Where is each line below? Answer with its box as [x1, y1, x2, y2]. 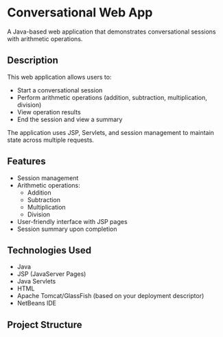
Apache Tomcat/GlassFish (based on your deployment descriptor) [16, 292, 204, 300]
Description [7, 55, 58, 66]
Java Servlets [16, 277, 56, 286]
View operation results [16, 108, 81, 116]
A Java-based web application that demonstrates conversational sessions [7, 27, 216, 36]
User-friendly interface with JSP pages [16, 217, 128, 225]
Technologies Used [7, 245, 91, 256]
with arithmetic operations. [7, 34, 83, 42]
